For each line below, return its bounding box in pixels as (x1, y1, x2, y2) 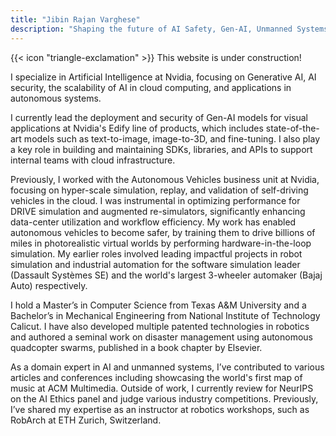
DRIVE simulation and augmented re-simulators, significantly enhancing (10, 205, 306, 217)
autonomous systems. (10, 92, 102, 104)
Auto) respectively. (10, 279, 88, 291)
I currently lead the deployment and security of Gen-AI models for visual (10, 111, 309, 123)
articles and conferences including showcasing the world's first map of (10, 371, 303, 383)
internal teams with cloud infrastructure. (10, 154, 176, 166)
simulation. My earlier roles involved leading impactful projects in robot (10, 247, 303, 260)
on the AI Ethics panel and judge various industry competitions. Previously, (10, 392, 319, 405)
